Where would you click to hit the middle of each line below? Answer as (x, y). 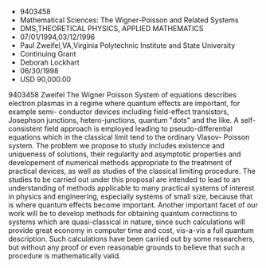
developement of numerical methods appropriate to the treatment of (120, 162)
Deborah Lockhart (49, 62)
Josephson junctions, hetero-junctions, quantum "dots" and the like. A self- (132, 120)
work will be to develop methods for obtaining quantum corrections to (123, 213)
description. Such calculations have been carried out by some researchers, (131, 239)
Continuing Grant (48, 54)
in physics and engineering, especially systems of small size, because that (131, 196)
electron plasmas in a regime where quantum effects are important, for (124, 103)
